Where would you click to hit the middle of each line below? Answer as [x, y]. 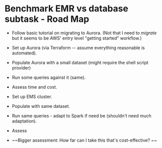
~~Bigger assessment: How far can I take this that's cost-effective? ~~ [84, 140]
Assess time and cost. [35, 87]
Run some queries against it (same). [49, 77]
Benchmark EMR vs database [67, 9]
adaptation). [24, 121]
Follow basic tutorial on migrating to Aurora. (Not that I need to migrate [84, 33]
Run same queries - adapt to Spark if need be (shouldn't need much [82, 116]
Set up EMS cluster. [32, 97]
